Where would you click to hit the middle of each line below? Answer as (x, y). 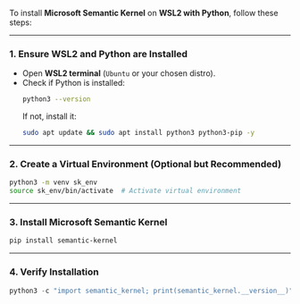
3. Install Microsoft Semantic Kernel (88, 223)
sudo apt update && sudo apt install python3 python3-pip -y (138, 133)
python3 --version (56, 99)
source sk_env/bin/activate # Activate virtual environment (125, 191)
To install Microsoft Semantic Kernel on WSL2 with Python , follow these (144, 13)
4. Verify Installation (54, 272)
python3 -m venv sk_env (54, 182)
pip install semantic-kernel (63, 241)
